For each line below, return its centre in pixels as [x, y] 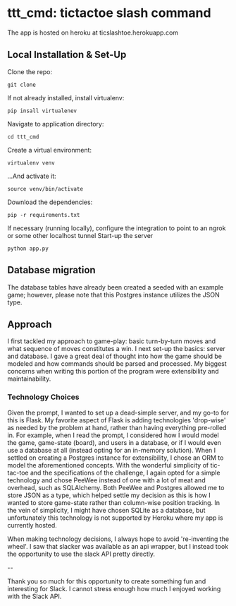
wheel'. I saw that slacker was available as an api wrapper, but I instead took [118, 546]
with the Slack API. [35, 596]
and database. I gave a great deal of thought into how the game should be [114, 356]
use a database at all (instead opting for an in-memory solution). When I [112, 450]
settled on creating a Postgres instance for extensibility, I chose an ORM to [116, 458]
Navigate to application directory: [56, 124]
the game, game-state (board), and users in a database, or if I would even [114, 442]
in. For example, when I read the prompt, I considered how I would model [113, 435]
